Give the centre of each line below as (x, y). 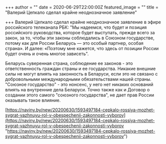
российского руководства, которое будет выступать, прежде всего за (80, 33)
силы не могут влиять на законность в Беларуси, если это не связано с (82, 74)
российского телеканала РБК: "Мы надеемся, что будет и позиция (76, 27)
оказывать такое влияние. (33, 100)
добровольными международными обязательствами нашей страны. (78, 79)
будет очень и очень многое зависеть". (47, 54)
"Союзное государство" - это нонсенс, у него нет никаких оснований (79, 84)
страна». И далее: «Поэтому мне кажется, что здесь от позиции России (82, 48)
